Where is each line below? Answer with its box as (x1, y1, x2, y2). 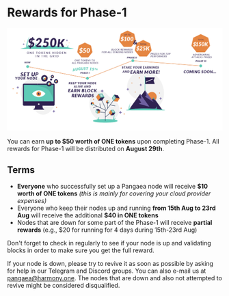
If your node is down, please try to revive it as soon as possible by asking (7, 260, 214, 268)
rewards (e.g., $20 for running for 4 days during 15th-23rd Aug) (16, 226, 198, 234)
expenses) (16, 197, 47, 205)
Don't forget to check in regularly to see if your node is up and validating (7, 239, 212, 247)
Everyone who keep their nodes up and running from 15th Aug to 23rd (16, 204, 216, 213)
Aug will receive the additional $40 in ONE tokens (16, 211, 159, 219)
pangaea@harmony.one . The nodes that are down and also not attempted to (7, 274, 222, 282)
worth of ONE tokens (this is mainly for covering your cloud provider (16, 189, 211, 198)
